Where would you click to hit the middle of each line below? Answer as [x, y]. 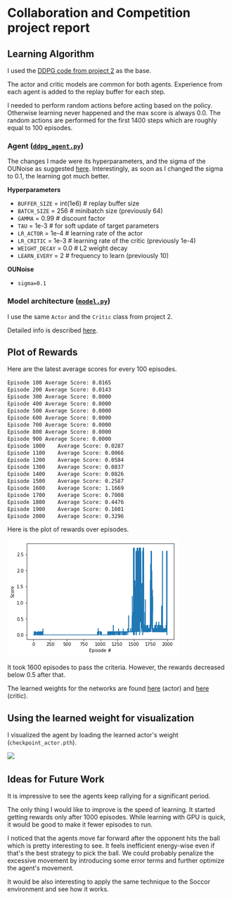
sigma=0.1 [32, 284]
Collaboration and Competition [99, 13]
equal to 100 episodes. [40, 128]
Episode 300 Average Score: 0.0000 [59, 397]
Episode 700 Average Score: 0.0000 [59, 425]
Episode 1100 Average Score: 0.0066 [66, 453]
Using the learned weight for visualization [101, 718]
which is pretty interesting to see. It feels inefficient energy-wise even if [111, 846]
